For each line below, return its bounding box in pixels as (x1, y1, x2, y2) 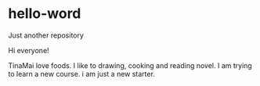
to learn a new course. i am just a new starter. (8, 69, 155, 78)
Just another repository (8, 30, 85, 40)
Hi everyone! (8, 45, 49, 55)
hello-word (8, 5, 81, 23)
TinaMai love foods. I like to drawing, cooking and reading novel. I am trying (8, 60, 252, 70)
